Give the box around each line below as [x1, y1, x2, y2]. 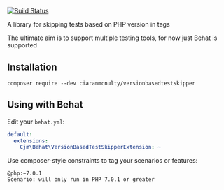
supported [7, 41, 37, 49]
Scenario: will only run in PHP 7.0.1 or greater [7, 176, 155, 183]
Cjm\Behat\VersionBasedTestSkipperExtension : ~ [20, 144, 161, 151]
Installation [7, 61, 57, 73]
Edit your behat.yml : [7, 117, 65, 126]
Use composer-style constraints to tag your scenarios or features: [7, 156, 198, 165]
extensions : [13, 137, 49, 145]
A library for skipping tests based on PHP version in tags [7, 20, 170, 28]
